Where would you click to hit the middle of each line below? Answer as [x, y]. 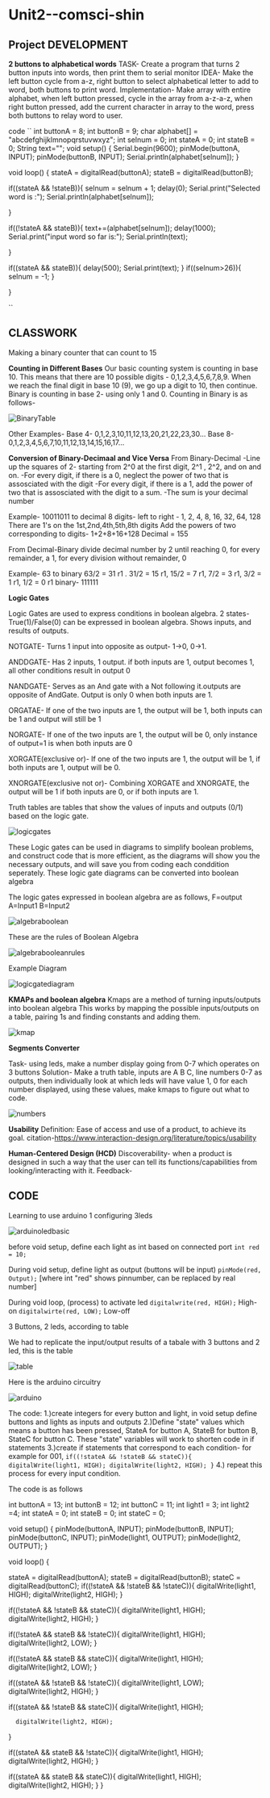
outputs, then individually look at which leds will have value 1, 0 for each [128, 1080]
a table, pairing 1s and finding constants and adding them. [104, 1016]
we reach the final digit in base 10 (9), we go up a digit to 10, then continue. [133, 385]
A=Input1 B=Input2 [39, 905]
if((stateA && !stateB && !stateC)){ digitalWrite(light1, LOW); [106, 1683]
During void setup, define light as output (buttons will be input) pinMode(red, [135, 1269]
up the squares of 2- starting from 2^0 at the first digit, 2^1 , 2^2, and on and [135, 467]
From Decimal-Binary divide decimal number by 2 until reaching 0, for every [134, 549]
